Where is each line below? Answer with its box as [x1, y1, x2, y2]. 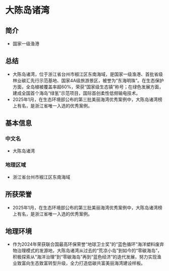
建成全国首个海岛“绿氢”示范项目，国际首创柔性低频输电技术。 [12, 90, 141, 96]
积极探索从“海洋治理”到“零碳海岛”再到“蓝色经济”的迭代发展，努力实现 [12, 254, 157, 260]
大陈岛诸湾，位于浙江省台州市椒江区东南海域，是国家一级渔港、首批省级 [12, 71, 163, 77]
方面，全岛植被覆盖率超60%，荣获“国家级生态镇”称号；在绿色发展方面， [12, 84, 164, 90]
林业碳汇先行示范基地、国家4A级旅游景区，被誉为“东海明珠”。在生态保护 [12, 77, 164, 83]
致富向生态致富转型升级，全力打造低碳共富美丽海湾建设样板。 [17, 260, 145, 266]
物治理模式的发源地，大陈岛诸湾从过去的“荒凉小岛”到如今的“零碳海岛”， [12, 248, 162, 254]
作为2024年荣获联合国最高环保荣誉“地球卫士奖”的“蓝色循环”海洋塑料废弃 [12, 241, 164, 247]
